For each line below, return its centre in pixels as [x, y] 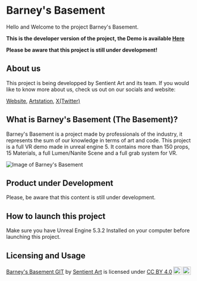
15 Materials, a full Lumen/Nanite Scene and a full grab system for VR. [92, 153]
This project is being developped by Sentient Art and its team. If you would [98, 83]
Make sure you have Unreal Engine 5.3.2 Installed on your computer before [98, 230]
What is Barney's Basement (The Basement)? [92, 120]
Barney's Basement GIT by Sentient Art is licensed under [76, 272]
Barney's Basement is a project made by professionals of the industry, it [94, 134]
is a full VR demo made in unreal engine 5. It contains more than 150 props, [98, 146]
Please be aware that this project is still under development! [82, 50]
